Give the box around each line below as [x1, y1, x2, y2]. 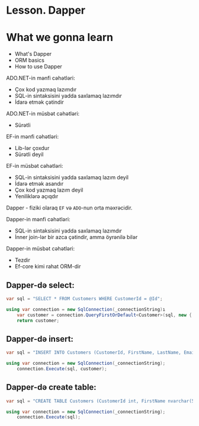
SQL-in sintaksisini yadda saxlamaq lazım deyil [14, 174, 129, 181]
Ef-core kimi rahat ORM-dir [14, 263, 81, 270]
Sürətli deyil [14, 151, 44, 158]
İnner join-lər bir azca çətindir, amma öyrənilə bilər [14, 234, 138, 241]
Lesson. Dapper [6, 4, 86, 17]
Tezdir [14, 256, 31, 264]
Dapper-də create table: [6, 382, 97, 392]
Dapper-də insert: [6, 333, 74, 344]
